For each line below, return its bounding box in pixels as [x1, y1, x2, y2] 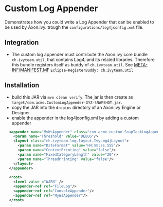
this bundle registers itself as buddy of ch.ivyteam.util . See [11, 62, 133, 67]
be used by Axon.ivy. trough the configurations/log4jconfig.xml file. [4, 24, 144, 30]
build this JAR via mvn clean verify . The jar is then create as [11, 94, 133, 100]
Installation [4, 81, 39, 89]
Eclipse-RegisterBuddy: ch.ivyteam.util [50, 68, 134, 73]
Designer [11, 109, 30, 115]
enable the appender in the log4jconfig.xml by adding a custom [11, 115, 139, 121]
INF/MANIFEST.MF [11, 67, 50, 73]
